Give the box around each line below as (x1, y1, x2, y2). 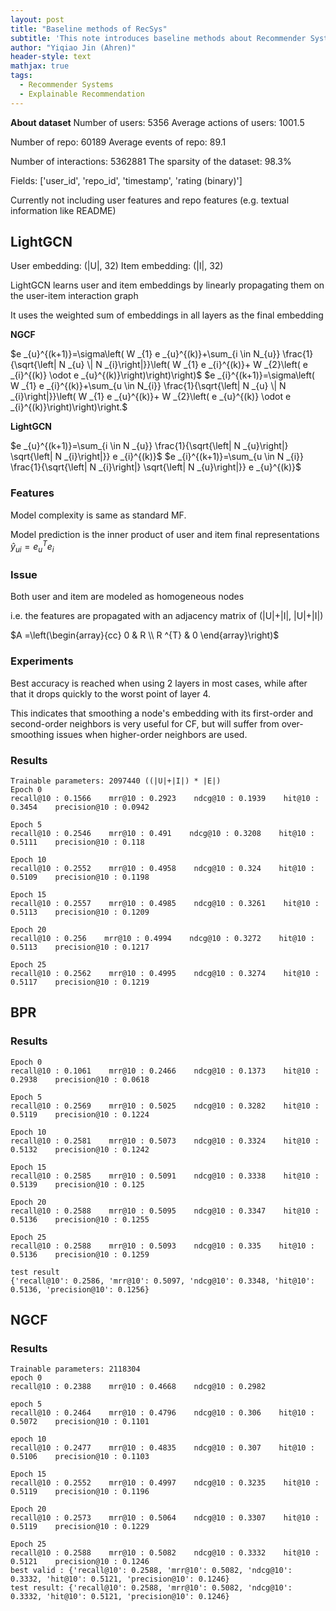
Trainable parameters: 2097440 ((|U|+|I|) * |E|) (10, 776, 222, 786)
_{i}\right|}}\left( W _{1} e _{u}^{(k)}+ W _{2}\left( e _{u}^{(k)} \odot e (10, 391, 292, 403)
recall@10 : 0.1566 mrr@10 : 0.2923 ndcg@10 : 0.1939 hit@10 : (10, 794, 320, 804)
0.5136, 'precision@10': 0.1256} (10, 1284, 150, 1295)
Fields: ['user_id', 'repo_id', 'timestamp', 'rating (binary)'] (10, 174, 243, 186)
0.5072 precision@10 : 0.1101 (10, 1417, 150, 1427)
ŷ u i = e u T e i (10, 539, 55, 555)
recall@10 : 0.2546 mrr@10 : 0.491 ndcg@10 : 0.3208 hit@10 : (10, 829, 315, 839)
